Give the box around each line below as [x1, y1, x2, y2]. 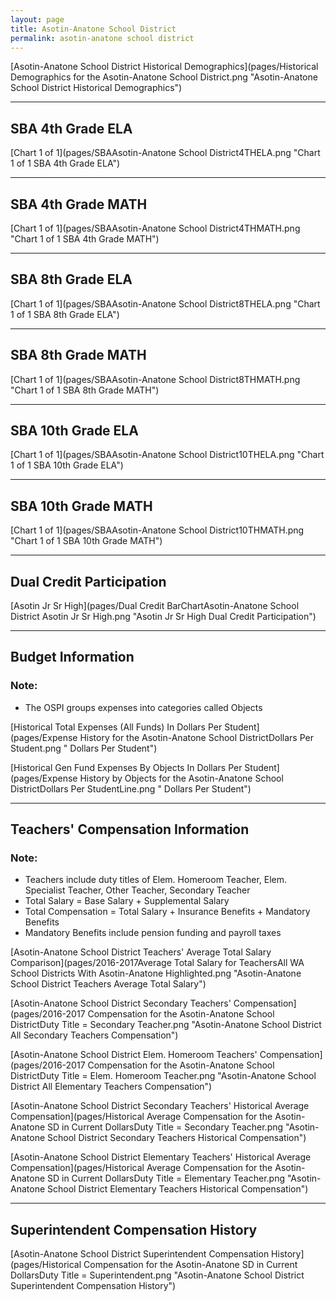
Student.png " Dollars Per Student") [10, 742, 158, 754]
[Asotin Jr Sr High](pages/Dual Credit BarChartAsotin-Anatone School [10, 600, 300, 612]
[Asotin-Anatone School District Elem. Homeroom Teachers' [10, 1049, 258, 1061]
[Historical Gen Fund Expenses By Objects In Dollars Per [10, 761, 243, 773]
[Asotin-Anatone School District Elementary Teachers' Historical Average [10, 1151, 312, 1163]
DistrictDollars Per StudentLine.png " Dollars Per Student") [10, 782, 252, 795]
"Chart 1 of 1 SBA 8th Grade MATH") [10, 384, 160, 396]
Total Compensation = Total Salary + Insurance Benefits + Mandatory [24, 906, 311, 918]
